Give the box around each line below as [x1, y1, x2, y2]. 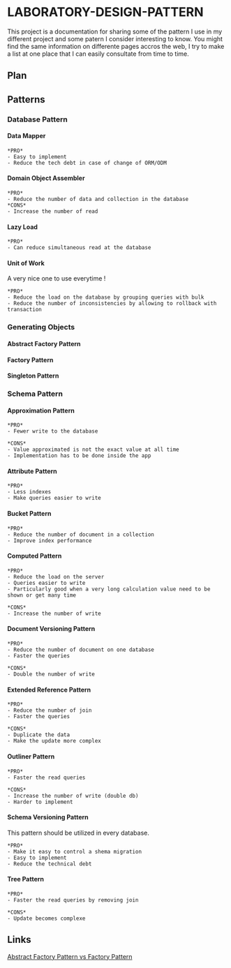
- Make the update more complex [7, 738, 101, 745]
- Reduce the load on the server [7, 573, 105, 580]
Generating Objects [7, 322, 75, 332]
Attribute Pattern [7, 467, 57, 475]
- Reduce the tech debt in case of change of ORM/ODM [7, 159, 167, 166]
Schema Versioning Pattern [7, 813, 89, 821]
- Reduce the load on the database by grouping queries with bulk [7, 294, 204, 301]
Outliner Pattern [7, 752, 55, 761]
